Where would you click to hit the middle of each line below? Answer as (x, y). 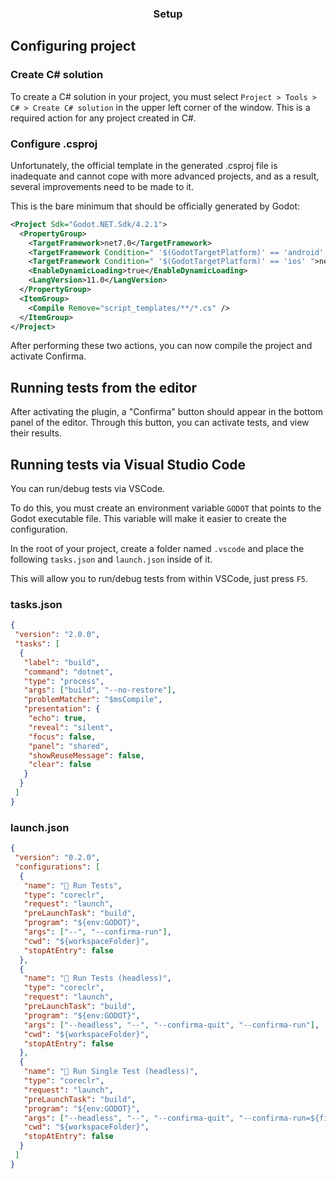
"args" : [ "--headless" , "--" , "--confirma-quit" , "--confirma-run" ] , (171, 1025)
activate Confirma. (48, 356)
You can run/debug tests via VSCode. (88, 489)
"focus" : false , (62, 737)
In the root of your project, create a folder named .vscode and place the (157, 549)
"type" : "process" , (64, 681)
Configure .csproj (54, 144)
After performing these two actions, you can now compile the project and (161, 346)
